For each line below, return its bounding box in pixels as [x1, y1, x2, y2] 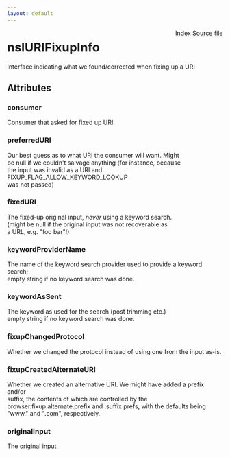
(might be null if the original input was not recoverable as [7, 220, 168, 228]
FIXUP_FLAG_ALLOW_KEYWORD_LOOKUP [7, 173, 128, 181]
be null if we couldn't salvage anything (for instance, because [7, 159, 181, 167]
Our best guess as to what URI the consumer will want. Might [7, 151, 179, 159]
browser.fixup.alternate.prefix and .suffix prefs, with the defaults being [7, 402, 207, 410]
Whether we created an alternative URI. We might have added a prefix [7, 380, 204, 388]
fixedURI [7, 197, 36, 207]
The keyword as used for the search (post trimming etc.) [7, 307, 166, 316]
